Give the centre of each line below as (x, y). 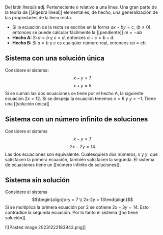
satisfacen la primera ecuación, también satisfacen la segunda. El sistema (80, 159)
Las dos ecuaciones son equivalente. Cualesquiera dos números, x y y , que (81, 154)
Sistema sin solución (38, 180)
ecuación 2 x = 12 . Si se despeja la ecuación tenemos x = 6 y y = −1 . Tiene (81, 99)
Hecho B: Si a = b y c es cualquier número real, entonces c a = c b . (80, 43)
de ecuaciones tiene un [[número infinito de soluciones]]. (63, 165)
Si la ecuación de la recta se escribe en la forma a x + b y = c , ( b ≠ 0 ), (82, 27)
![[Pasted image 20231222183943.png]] (45, 227)
